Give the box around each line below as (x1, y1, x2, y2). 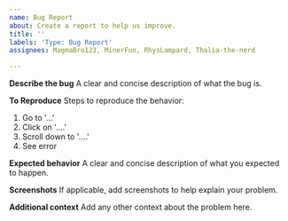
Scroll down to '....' (21, 131, 90, 142)
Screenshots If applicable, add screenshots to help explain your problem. (9, 185, 278, 195)
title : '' (9, 29, 46, 38)
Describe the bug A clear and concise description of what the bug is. (9, 78, 262, 89)
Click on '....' (21, 122, 67, 133)
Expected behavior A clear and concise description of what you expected (9, 158, 280, 169)
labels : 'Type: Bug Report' (9, 37, 113, 47)
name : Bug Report (9, 12, 74, 22)
